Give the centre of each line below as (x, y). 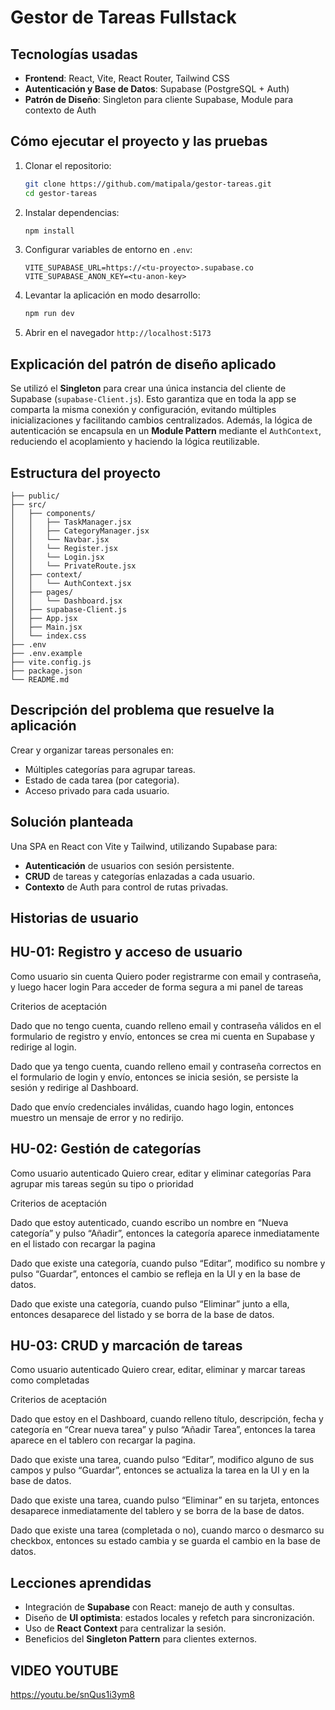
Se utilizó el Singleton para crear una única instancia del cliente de (148, 388)
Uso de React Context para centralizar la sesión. (125, 1628)
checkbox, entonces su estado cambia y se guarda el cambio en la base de (165, 1541)
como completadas (50, 1380)
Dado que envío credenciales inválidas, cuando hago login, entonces (152, 1107)
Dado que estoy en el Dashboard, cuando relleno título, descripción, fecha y (167, 1419)
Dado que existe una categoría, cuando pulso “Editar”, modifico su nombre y (168, 1263)
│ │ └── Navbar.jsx (60, 539)
